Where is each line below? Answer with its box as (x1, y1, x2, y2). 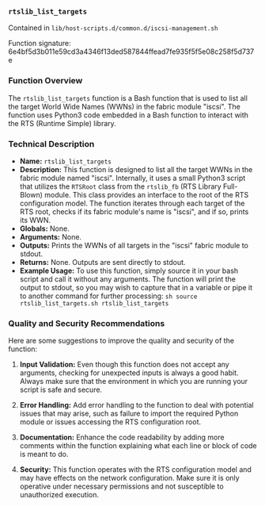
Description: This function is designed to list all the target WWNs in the (19, 164, 253, 174)
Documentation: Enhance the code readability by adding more (19, 432, 225, 443)
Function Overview (8, 75, 83, 86)
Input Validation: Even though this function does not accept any (19, 360, 229, 370)
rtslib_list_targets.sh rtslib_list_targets (19, 299, 169, 308)
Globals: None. (19, 224, 70, 233)
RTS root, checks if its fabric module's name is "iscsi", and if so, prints (19, 206, 249, 217)
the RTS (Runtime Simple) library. (8, 118, 116, 128)
